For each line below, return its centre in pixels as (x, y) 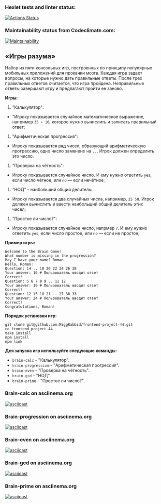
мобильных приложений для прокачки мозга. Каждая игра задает (74, 73)
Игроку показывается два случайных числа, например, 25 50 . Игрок (83, 199)
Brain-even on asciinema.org (40, 439)
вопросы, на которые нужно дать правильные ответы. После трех (74, 78)
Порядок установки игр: (31, 316)
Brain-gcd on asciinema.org (38, 463)
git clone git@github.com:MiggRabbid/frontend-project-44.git (69, 325)
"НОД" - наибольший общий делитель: (52, 190)
